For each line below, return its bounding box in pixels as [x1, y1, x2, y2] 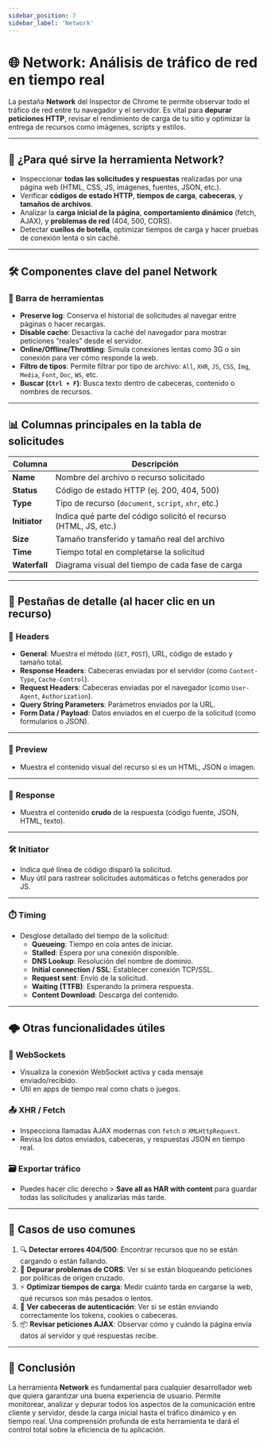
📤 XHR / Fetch [8, 1105, 66, 1116]
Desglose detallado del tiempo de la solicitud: [19, 930, 169, 940]
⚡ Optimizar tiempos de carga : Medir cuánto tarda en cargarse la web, [19, 1282, 253, 1292]
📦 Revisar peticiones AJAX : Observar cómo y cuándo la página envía [19, 1319, 252, 1329]
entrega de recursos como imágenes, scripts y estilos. [8, 123, 187, 132]
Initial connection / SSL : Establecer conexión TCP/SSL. [31, 965, 214, 974]
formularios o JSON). [19, 717, 90, 727]
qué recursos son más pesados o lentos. [19, 1293, 153, 1303]
